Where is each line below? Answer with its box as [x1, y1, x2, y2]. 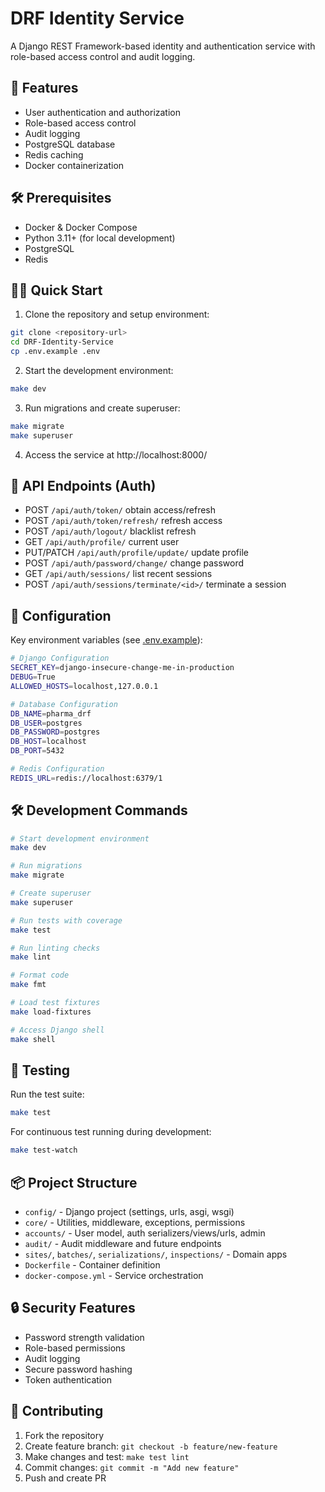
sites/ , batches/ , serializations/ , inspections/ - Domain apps [24, 1248, 288, 1260]
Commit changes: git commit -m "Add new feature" [24, 1461, 240, 1473]
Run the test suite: [10, 1088, 85, 1101]
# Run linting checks [10, 943, 101, 953]
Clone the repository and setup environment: [24, 308, 210, 321]
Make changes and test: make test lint [24, 1450, 190, 1462]
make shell [10, 1034, 56, 1044]
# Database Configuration [10, 699, 118, 709]
